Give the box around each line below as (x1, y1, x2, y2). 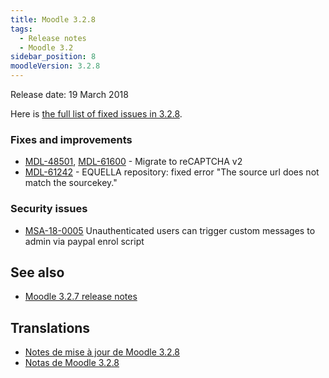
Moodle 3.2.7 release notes (24, 291, 138, 303)
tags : (10, 24, 33, 34)
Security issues (10, 202, 88, 216)
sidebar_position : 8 (10, 52, 97, 62)
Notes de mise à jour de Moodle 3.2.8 (24, 346, 181, 358)
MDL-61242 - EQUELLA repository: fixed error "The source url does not (24, 166, 320, 178)
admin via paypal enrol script (24, 235, 145, 247)
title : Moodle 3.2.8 (10, 14, 97, 25)
